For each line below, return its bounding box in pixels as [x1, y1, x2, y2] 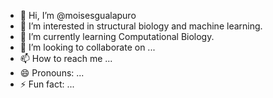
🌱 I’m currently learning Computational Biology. [19, 31, 215, 42]
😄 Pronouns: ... [19, 67, 85, 79]
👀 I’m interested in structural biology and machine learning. [19, 20, 263, 32]
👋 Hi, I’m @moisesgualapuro [19, 10, 137, 21]
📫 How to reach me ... [19, 53, 113, 64]
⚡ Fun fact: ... [19, 78, 75, 90]
